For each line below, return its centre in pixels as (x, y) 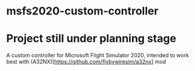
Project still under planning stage (91, 39)
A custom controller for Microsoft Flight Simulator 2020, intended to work (98, 55)
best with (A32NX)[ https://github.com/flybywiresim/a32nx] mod (86, 62)
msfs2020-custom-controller (82, 11)
